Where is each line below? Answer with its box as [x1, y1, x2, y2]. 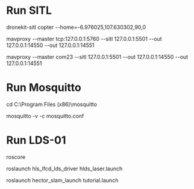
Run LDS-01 [6, 134, 66, 147]
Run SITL [6, 4, 52, 17]
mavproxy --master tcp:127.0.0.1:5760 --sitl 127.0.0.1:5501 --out [6, 35, 162, 42]
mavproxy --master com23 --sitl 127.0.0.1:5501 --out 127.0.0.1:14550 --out [6, 53, 189, 60]
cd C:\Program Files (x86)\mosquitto [6, 101, 98, 108]
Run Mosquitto [6, 81, 81, 94]
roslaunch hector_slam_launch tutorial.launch [6, 176, 119, 184]
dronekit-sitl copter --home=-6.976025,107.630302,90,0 [6, 23, 146, 31]
